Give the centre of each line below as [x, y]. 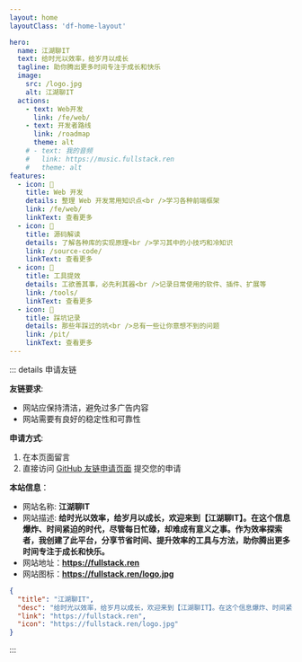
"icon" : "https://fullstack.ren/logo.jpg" [98, 624]
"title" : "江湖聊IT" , [56, 599]
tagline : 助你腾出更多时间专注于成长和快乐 [89, 67]
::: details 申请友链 [43, 369]
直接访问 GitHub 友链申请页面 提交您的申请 [102, 468]
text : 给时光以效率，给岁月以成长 [73, 59]
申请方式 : [27, 437]
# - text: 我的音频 [59, 151]
